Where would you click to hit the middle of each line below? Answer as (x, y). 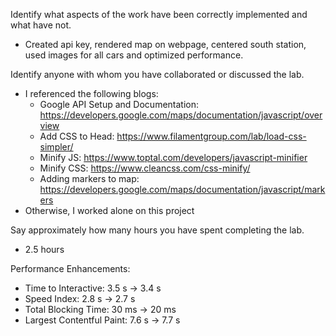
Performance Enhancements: (70, 268)
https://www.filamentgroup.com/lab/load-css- (211, 136)
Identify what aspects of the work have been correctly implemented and (159, 14)
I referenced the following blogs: (91, 93)
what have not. (41, 25)
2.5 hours (44, 249)
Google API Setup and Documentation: (119, 104)
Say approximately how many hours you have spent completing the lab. (157, 230)
